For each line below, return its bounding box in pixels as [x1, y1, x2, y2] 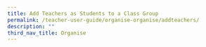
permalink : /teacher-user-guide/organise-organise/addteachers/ [7, 17, 200, 23]
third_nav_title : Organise [7, 29, 86, 37]
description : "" [7, 23, 55, 30]
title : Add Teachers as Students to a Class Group [7, 10, 159, 17]
